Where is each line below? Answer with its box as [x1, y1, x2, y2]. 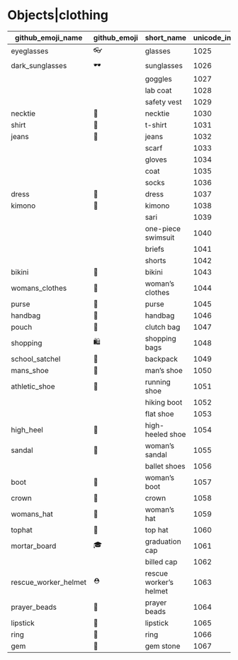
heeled [144, 429, 168, 439]
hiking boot [144, 397, 183, 407]
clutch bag [144, 322, 181, 332]
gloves [144, 155, 168, 164]
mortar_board [11, 541, 57, 551]
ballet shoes [144, 461, 186, 471]
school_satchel [11, 354, 61, 364]
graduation [144, 536, 182, 546]
